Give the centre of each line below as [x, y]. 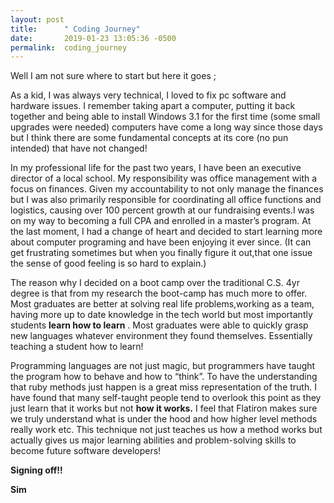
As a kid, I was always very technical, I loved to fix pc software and [148, 95]
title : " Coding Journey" [75, 29]
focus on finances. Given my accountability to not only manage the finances [167, 189]
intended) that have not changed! [79, 148]
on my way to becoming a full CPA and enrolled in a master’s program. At [161, 221]
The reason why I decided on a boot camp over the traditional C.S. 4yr [155, 283]
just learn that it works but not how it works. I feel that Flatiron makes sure [164, 408]
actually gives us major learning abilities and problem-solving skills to [153, 440]
